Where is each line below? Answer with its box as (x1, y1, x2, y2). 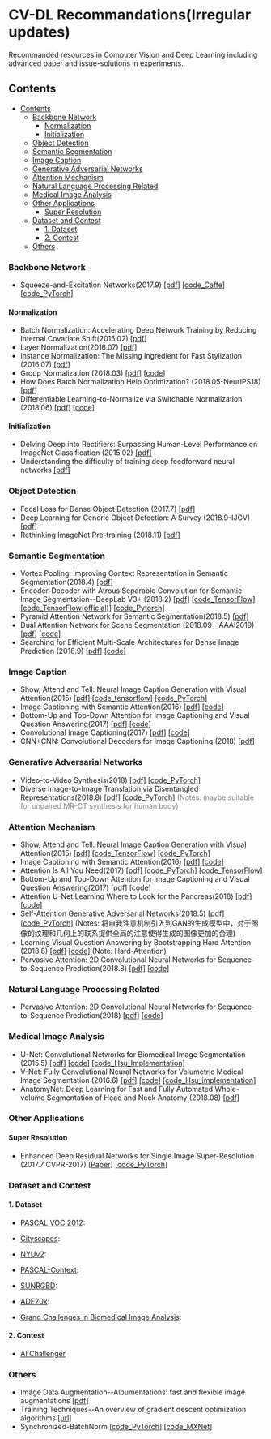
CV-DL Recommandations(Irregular (8, 6, 252, 24)
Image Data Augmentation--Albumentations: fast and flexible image (19, 1387, 245, 1397)
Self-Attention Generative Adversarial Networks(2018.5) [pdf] (19, 909, 225, 918)
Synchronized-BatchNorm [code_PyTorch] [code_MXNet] (19, 1422, 213, 1432)
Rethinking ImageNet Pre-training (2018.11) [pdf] (19, 530, 180, 539)
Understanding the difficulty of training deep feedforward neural (19, 457, 235, 466)
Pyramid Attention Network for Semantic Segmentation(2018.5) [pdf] (19, 612, 249, 621)
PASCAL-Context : (19, 1265, 79, 1274)
